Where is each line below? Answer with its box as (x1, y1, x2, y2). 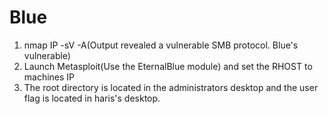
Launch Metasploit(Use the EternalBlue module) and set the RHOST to (23, 60, 313, 72)
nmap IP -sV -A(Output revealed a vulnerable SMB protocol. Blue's (23, 39, 299, 51)
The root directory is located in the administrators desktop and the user (23, 81, 319, 93)
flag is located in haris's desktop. (23, 92, 161, 104)
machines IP (23, 71, 76, 83)
